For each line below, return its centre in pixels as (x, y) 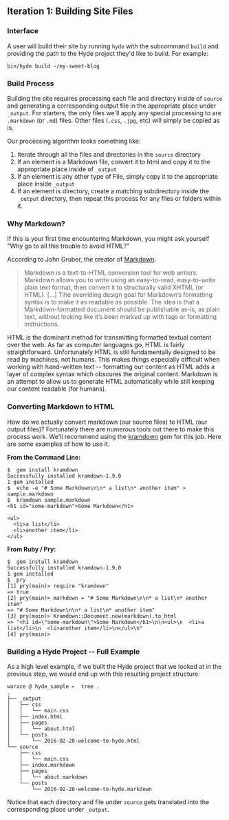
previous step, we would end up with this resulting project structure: (104, 674)
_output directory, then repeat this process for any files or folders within (119, 198)
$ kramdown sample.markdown (49, 500)
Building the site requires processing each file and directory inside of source (115, 98)
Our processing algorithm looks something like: (74, 141)
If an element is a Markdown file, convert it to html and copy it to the (114, 162)
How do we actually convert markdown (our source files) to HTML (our (107, 422)
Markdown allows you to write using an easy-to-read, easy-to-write (120, 280)
